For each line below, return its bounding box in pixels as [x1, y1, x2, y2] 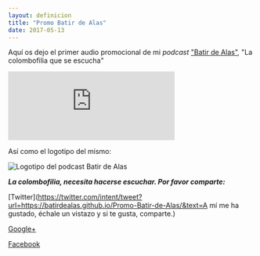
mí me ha [209, 201, 240, 210]
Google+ [8, 225, 37, 234]
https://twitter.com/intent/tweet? [38, 192, 143, 202]
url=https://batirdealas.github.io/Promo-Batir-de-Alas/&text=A [8, 201, 208, 210]
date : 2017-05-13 [8, 26, 65, 34]
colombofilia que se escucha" [8, 56, 104, 65]
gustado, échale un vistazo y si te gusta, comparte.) [8, 209, 176, 218]
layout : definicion [8, 11, 72, 20]
